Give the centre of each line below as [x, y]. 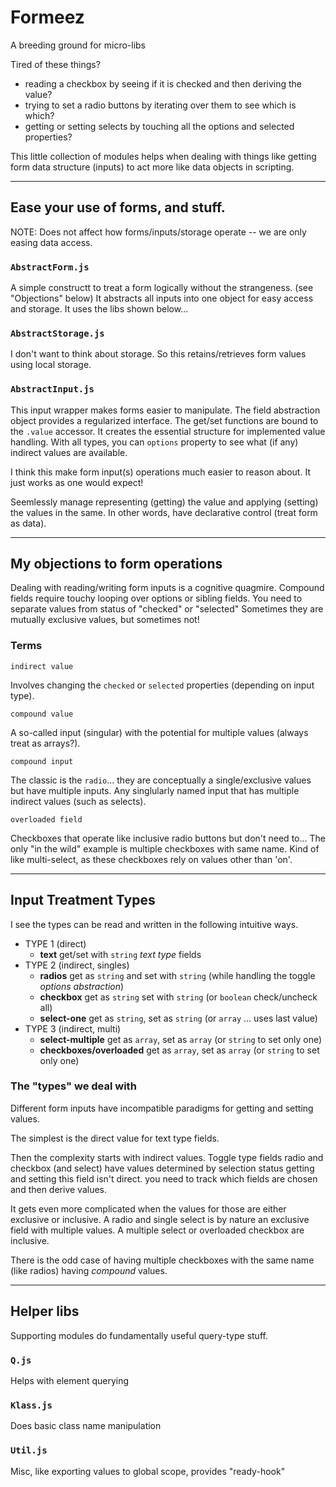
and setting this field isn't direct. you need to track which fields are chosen [164, 1178]
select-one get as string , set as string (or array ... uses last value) [178, 1018]
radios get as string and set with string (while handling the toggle [177, 975]
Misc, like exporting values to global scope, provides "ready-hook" [148, 1471]
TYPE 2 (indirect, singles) [77, 965]
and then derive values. [59, 1189]
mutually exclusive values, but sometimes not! [105, 620]
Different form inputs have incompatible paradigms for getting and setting [162, 1108]
